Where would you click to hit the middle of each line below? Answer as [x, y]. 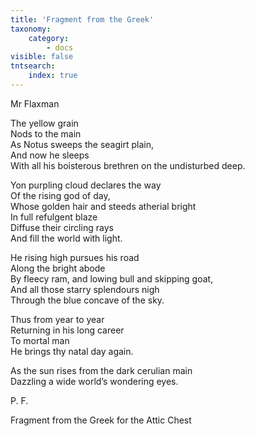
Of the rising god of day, [60, 195]
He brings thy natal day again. [72, 351]
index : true [53, 76]
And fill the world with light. [66, 238]
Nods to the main [46, 133]
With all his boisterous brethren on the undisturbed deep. [128, 165]
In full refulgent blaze [54, 217]
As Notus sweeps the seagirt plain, [82, 144]
